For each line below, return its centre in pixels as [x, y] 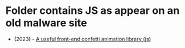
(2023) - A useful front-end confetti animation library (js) [83, 39]
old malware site [46, 23]
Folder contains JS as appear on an [92, 11]
